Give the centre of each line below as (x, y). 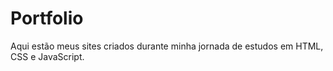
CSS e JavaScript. (47, 56)
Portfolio (47, 18)
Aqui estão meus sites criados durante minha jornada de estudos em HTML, (167, 46)
